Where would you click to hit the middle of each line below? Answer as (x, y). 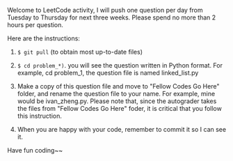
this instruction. (40, 116)
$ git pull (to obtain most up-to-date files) (80, 52)
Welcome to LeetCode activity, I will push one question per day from (105, 10)
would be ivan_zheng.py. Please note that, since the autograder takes (117, 101)
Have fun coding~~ (35, 150)
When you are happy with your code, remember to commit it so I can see (122, 129)
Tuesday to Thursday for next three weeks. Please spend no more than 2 (112, 17)
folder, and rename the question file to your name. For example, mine (116, 94)
